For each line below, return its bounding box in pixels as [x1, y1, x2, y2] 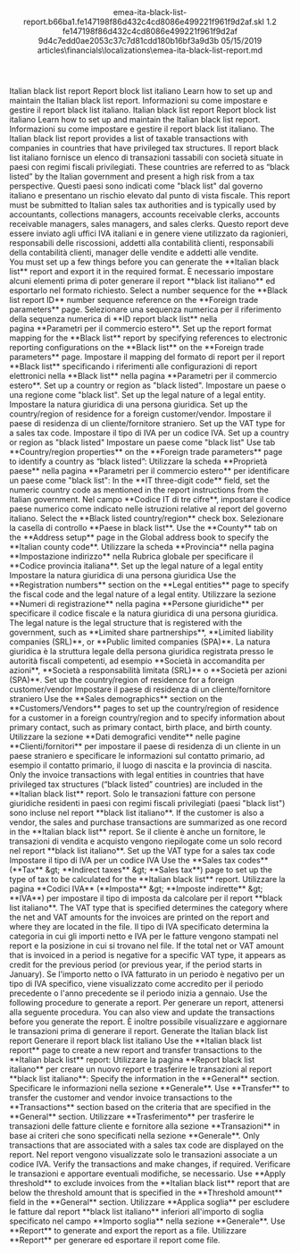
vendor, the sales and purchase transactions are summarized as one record [9, 817, 287, 828]
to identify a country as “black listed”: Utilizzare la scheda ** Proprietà [9, 456, 268, 467]
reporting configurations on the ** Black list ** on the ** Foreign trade [9, 342, 264, 352]
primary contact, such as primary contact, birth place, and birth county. [9, 722, 272, 732]
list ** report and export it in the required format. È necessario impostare [9, 266, 274, 276]
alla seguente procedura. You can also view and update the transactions [9, 1007, 275, 1017]
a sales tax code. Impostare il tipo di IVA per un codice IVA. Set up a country [9, 427, 289, 438]
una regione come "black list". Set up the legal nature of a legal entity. [9, 390, 266, 400]
